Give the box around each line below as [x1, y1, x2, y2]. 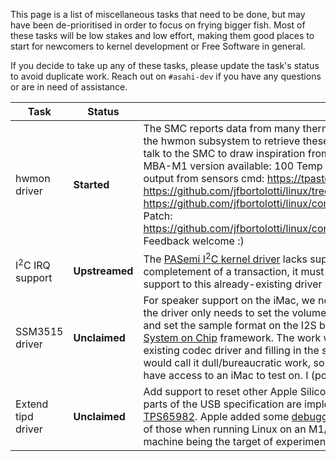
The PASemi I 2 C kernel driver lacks [143, 250, 308, 266]
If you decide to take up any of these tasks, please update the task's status [10, 60, 320, 71]
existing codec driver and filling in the [143, 344, 320, 358]
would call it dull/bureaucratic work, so [143, 356, 325, 370]
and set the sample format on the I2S [143, 319, 317, 333]
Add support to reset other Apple [143, 385, 298, 399]
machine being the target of [143, 435, 274, 449]
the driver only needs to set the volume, [143, 306, 330, 320]
